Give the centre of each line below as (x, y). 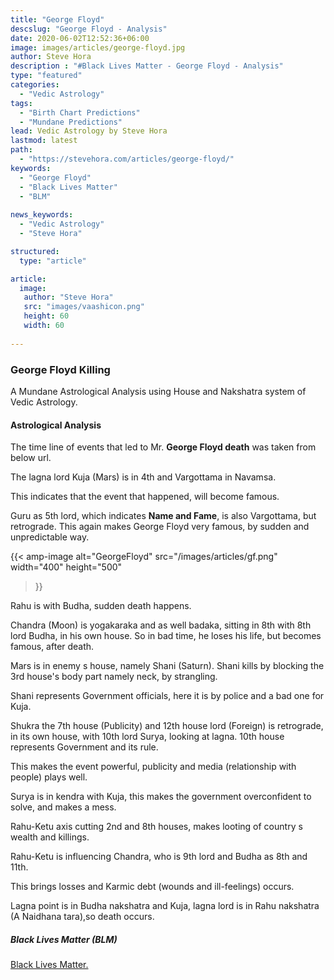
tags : (21, 103)
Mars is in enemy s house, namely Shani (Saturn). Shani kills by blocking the (167, 666)
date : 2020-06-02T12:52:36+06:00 (80, 38)
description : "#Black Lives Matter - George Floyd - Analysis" (147, 66)
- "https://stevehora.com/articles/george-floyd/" (127, 159)
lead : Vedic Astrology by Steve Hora (89, 131)
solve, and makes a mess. (63, 807)
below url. (31, 458)
